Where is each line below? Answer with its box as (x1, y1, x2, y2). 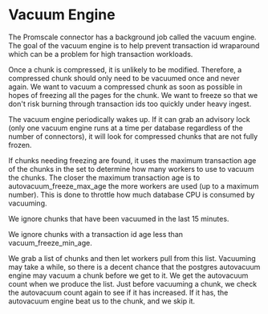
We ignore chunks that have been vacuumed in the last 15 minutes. (8, 214, 229, 223)
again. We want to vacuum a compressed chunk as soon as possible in (8, 82, 243, 92)
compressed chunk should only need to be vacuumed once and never (8, 73, 240, 83)
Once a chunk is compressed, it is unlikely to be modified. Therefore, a (8, 64, 242, 74)
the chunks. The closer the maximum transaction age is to (8, 173, 201, 182)
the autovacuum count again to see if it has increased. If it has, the (8, 287, 229, 297)
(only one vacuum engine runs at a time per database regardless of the (8, 123, 243, 133)
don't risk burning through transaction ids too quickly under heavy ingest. (8, 99, 252, 108)
